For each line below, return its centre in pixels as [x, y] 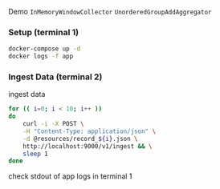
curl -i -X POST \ [53, 124]
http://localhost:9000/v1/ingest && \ [88, 146]
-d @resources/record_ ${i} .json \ [80, 139]
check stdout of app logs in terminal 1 [70, 176]
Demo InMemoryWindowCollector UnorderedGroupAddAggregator [110, 12]
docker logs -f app [41, 56]
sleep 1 [35, 154]
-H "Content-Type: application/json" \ [90, 131]
